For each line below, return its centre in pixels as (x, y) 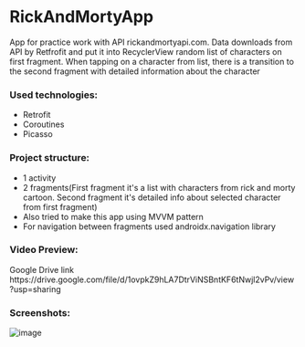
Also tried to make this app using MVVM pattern (113, 216)
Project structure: (49, 158)
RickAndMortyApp (81, 17)
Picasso (37, 134)
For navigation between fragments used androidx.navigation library (149, 226)
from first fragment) (60, 206)
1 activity (39, 178)
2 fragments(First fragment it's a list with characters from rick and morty (159, 187)
